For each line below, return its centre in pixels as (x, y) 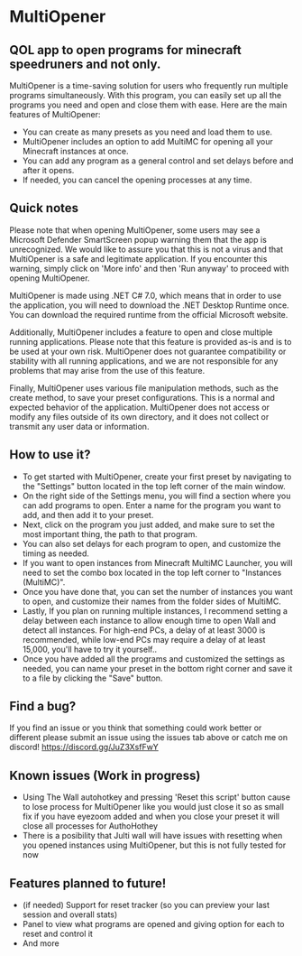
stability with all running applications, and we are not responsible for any (144, 361)
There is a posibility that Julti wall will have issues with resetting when (152, 836)
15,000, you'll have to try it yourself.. (90, 649)
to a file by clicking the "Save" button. (92, 678)
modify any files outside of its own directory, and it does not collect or (139, 416)
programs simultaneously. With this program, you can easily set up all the (146, 95)
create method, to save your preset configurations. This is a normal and (142, 397)
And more (41, 943)
